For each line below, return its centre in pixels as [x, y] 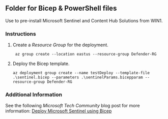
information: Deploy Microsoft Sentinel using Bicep [59, 111]
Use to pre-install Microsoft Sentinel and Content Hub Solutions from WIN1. [84, 20]
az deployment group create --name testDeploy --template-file [81, 73]
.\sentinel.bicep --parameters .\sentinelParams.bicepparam [78, 78]
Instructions [21, 34]
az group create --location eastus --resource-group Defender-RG [86, 54]
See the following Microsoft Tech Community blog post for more [73, 106]
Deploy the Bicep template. [41, 64]
